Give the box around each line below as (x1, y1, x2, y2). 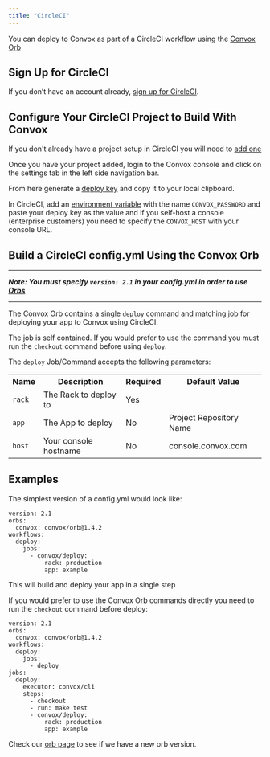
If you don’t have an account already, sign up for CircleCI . (8, 87, 199, 96)
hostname (43, 445, 82, 456)
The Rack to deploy (43, 389, 117, 400)
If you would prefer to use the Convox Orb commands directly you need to (8, 595, 255, 605)
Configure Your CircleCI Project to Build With (8, 110, 237, 124)
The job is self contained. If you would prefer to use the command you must (8, 333, 260, 342)
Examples (8, 473, 59, 486)
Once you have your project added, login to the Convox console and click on (8, 160, 262, 170)
